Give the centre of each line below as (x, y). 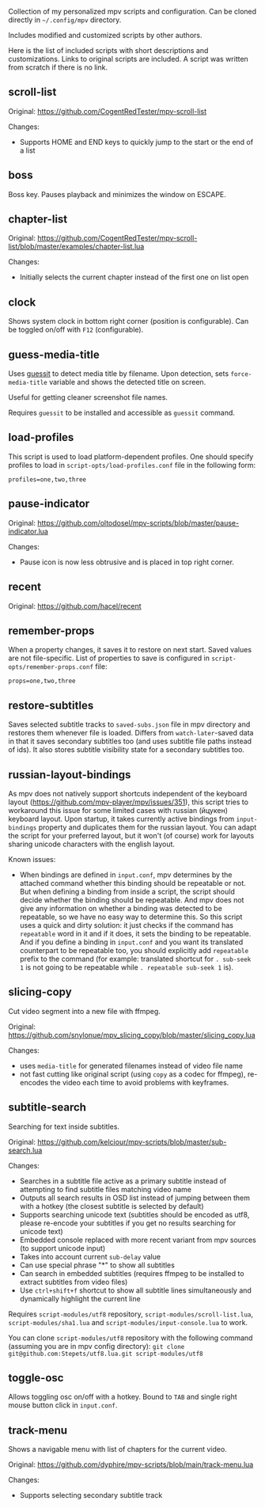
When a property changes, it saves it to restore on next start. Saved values (130, 650)
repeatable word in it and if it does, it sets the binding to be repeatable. (135, 933)
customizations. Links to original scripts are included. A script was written (129, 59)
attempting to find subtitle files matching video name (106, 1189)
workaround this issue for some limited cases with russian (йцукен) (118, 810)
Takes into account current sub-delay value (90, 1256)
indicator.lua (28, 531)
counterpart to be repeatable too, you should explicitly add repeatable (134, 950)
